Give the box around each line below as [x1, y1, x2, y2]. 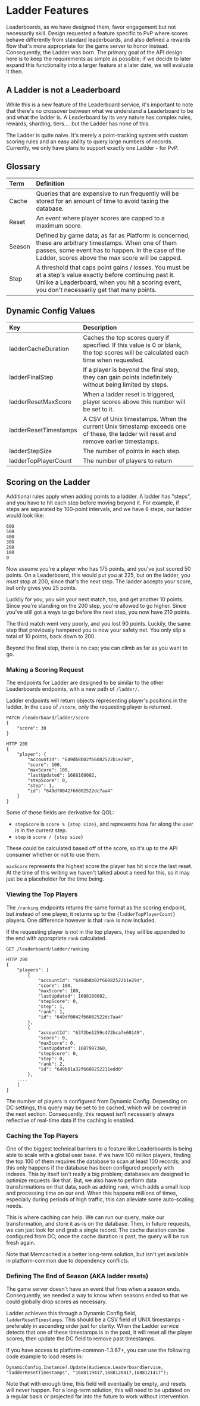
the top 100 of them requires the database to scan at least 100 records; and [6, 1158, 191, 1165]
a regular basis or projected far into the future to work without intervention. [6, 1393, 190, 1400]
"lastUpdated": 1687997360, [37, 1045, 108, 1051]
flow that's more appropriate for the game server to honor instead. [6, 42, 169, 50]
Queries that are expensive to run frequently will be [36, 189, 179, 198]
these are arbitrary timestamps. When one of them [36, 238, 177, 247]
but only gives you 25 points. [6, 584, 77, 592]
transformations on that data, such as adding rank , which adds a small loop [6, 1183, 190, 1190]
